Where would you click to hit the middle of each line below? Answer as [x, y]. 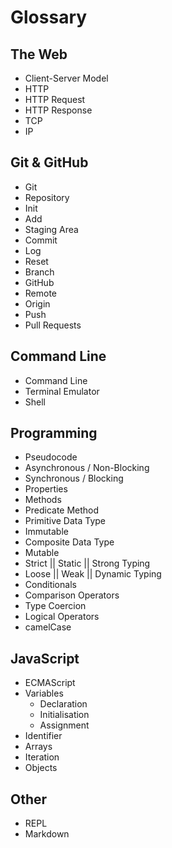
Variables [44, 693]
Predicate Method [62, 510]
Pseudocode [51, 457]
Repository [47, 197]
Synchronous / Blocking [74, 478]
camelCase [48, 627]
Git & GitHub [49, 162]
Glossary [49, 17]
